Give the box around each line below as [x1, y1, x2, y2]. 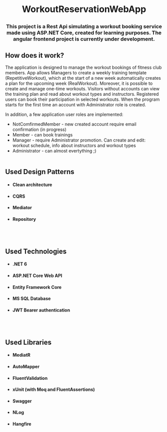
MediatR [12, 352, 31, 358]
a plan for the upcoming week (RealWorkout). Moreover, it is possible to [5, 80, 153, 86]
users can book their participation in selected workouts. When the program [5, 96, 160, 102]
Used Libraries [5, 338, 51, 347]
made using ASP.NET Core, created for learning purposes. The [6, 29, 161, 36]
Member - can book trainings [12, 132, 73, 137]
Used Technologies [5, 247, 66, 255]
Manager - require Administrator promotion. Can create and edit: [12, 137, 146, 143]
